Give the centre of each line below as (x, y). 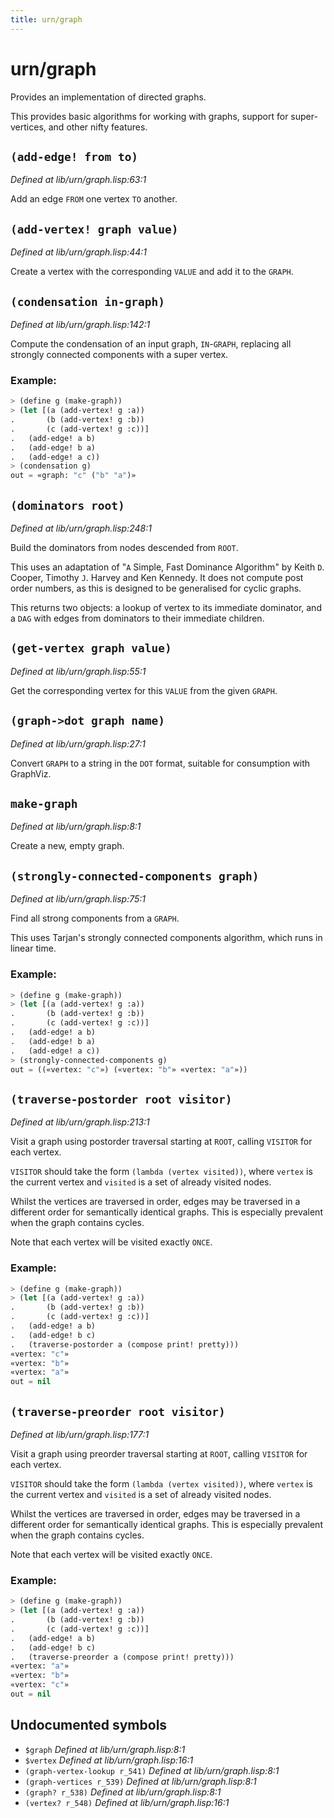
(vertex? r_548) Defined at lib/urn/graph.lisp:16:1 (127, 1802)
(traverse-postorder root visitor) (121, 1099)
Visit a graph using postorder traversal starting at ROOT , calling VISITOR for (161, 1142)
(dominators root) (67, 505)
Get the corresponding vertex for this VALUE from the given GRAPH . (144, 690)
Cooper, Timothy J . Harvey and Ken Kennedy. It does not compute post (157, 577)
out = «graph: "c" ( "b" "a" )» (73, 476)
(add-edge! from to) (74, 156)
